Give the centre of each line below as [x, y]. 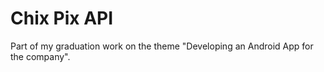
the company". [40, 56]
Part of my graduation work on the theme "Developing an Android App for [162, 46]
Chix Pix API [62, 18]
